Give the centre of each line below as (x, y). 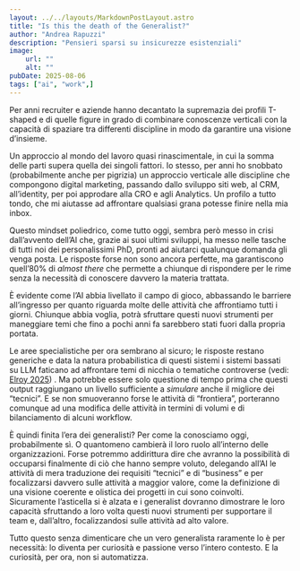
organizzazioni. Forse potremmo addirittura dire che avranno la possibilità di (150, 454)
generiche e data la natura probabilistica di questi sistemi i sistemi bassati (145, 360)
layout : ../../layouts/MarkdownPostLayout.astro (102, 17)
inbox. (21, 212)
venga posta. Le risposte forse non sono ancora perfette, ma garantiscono (146, 259)
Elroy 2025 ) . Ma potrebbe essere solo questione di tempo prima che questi (149, 379)
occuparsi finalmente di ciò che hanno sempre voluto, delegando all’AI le (143, 463)
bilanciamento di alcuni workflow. (71, 417)
